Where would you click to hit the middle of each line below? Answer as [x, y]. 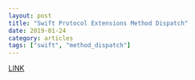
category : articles [41, 38]
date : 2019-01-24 [37, 30]
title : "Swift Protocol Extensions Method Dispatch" [98, 23]
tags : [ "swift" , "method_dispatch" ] [69, 46]
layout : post [30, 16]
